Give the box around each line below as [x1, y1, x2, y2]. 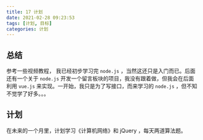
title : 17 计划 [6, 9, 43, 15]
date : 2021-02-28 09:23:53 [6, 15, 75, 21]
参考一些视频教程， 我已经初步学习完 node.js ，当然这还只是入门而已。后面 [6, 68, 196, 75]
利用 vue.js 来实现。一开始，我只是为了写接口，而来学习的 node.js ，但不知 [6, 83, 198, 90]
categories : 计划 [6, 26, 49, 32]
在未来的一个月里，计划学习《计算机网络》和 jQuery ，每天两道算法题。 [6, 127, 187, 134]
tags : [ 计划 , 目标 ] [6, 20, 52, 26]
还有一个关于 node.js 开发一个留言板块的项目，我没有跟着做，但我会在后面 [6, 75, 194, 82]
